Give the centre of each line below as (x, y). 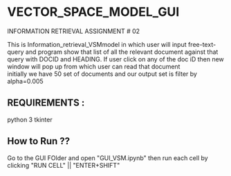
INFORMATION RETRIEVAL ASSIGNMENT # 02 (74, 31)
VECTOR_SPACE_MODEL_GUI (93, 12)
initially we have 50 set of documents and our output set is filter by (102, 74)
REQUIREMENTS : (46, 103)
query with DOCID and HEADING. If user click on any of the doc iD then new (116, 59)
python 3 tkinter (30, 119)
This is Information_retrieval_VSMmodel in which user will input (97, 44)
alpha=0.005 (25, 81)
